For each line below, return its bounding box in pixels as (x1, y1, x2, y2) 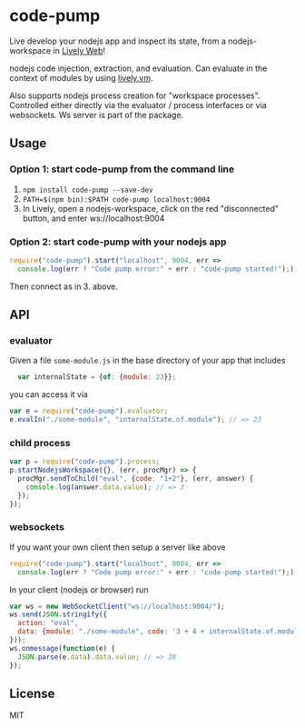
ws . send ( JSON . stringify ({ (9, 610, 107, 619)
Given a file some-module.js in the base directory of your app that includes (9, 355, 286, 366)
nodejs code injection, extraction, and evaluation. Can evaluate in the (9, 63, 268, 74)
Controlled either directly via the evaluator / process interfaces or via (9, 99, 267, 110)
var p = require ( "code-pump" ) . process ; (9, 457, 161, 466)
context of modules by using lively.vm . (9, 72, 153, 83)
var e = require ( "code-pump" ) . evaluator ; (9, 406, 169, 416)
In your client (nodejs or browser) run (9, 583, 149, 595)
